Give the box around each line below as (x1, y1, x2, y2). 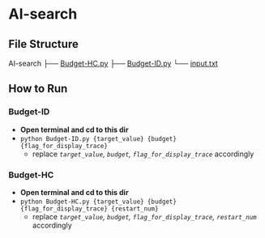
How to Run (8, 82, 68, 96)
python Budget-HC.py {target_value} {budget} (19, 198, 177, 206)
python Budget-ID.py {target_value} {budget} (19, 134, 177, 142)
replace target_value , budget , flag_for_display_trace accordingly (32, 149, 254, 159)
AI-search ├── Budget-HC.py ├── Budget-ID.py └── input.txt (8, 58, 219, 68)
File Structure (8, 37, 79, 51)
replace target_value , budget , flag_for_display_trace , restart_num (32, 211, 257, 221)
